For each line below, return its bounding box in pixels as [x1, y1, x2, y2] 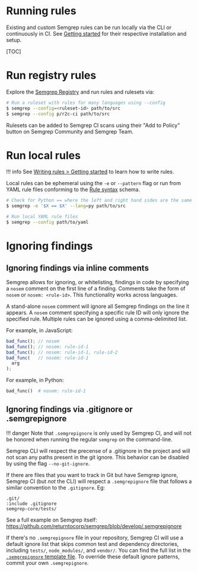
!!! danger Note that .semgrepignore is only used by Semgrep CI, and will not [6, 429, 191, 437]
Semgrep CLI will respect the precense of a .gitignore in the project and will [6, 447, 191, 455]
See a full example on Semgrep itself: [6, 516, 98, 523]
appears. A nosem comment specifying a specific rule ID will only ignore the [6, 309, 189, 316]
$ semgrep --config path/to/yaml [6, 220, 89, 225]
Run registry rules [6, 69, 97, 82]
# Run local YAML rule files [6, 214, 78, 220]
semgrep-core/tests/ [6, 506, 58, 511]
